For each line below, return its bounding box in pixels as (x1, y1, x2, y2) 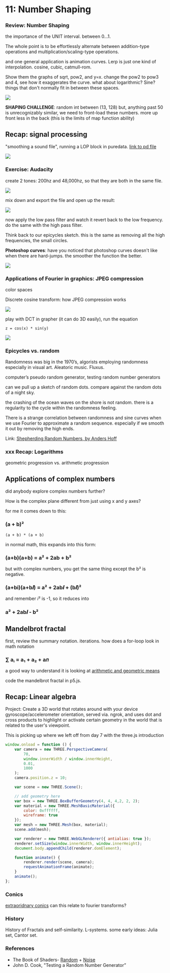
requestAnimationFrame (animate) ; (23, 865, 95, 870)
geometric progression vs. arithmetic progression (5, 460, 109, 466)
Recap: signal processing (5, 130, 88, 138)
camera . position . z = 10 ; (14, 775, 67, 780)
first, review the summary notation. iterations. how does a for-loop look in (5, 638, 159, 644)
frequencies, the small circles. (5, 237, 69, 243)
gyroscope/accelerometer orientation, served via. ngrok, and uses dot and (5, 711, 161, 717)
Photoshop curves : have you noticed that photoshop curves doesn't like (5, 247, 158, 253)
